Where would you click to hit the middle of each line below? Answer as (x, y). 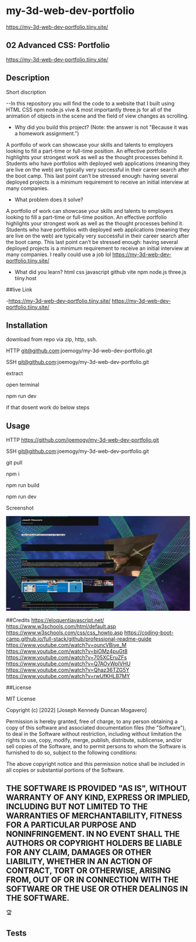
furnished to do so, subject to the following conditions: (71, 752)
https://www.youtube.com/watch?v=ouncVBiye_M (66, 645)
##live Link (19, 289)
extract (15, 373)
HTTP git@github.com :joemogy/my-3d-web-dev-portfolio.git (79, 351)
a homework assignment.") (47, 133)
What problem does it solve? (49, 200)
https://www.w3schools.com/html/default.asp (61, 626)
